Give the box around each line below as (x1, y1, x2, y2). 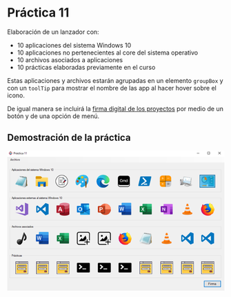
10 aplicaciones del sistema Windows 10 (17, 41, 132, 49)
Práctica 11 (7, 5, 70, 21)
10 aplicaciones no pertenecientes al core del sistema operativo (17, 48, 199, 57)
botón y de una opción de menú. (7, 112, 100, 120)
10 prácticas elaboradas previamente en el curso (17, 63, 156, 71)
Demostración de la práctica (7, 132, 131, 144)
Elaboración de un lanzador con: (7, 28, 99, 36)
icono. (7, 91, 26, 99)
